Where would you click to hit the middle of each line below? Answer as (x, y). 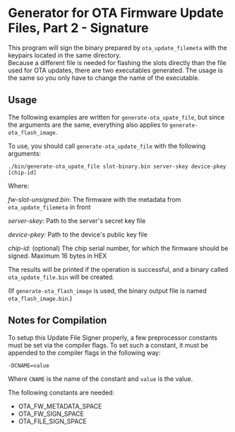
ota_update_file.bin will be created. (61, 277)
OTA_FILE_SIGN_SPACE (53, 421)
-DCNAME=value (29, 365)
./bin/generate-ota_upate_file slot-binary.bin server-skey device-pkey (117, 166)
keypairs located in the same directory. (65, 55)
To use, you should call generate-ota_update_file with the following (107, 146)
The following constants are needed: (61, 392)
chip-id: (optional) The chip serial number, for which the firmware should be (118, 248)
